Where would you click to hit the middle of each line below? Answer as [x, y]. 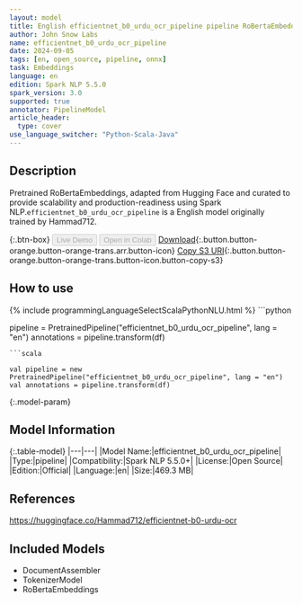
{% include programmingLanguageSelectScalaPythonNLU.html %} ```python [151, 310]
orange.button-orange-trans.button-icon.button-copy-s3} [116, 260]
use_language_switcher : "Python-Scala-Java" [94, 135]
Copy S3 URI [200, 250]
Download [177, 239]
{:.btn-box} [30, 239]
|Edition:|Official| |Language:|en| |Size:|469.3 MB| [102, 471]
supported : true [40, 101]
